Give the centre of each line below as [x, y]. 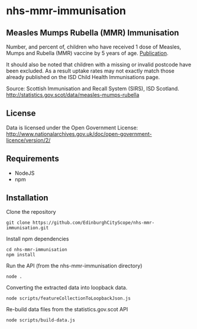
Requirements [33, 159]
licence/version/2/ [28, 140]
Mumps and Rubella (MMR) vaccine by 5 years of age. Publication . [87, 53]
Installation [27, 198]
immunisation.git [28, 228]
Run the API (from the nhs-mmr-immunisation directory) [74, 266]
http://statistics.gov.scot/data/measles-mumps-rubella [73, 95]
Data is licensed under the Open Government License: [72, 128]
